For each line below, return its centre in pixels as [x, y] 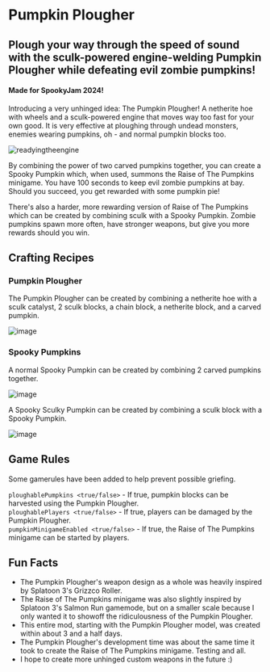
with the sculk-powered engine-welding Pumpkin [135, 57]
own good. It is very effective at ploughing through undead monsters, [124, 125]
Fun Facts [33, 563]
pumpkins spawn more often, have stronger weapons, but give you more [129, 224]
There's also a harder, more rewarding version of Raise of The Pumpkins [129, 207]
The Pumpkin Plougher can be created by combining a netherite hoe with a [133, 298]
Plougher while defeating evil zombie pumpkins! [132, 70]
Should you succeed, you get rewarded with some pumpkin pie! [114, 191]
